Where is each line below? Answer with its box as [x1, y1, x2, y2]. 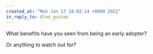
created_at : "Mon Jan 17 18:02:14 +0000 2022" [6, 8, 121, 15]
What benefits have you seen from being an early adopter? [6, 30, 147, 37]
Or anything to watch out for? [6, 41, 77, 48]
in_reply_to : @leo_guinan [6, 14, 69, 20]
